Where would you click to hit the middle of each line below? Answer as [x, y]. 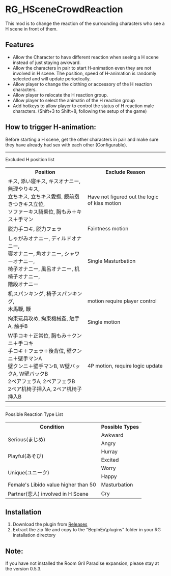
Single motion [104, 322]
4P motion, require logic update [125, 366]
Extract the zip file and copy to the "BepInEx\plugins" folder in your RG [87, 530]
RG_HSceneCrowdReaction [64, 9]
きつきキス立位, [26, 204]
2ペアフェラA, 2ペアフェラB [41, 381]
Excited [110, 460]
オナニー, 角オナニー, [38, 254]
